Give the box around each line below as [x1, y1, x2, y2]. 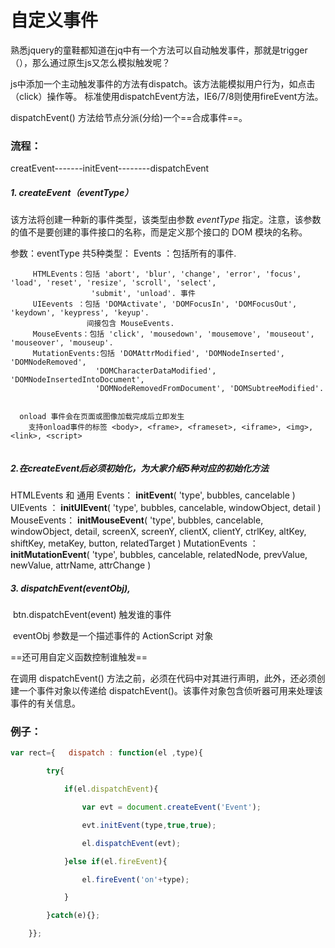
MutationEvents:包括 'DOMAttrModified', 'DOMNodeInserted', [32, 349, 285, 359]
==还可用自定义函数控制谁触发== [10, 651, 148, 663]
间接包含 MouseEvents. [86, 319, 175, 329]
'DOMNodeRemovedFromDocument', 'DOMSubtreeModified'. [95, 384, 325, 394]
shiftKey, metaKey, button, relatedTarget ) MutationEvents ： [10, 537, 259, 550]
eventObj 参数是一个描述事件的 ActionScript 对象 [12, 630, 214, 642]
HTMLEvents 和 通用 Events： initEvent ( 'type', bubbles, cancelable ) [10, 489, 296, 501]
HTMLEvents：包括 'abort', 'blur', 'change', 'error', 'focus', [32, 269, 302, 280]
